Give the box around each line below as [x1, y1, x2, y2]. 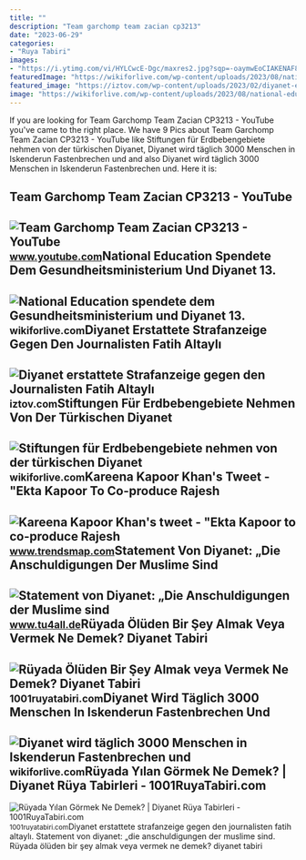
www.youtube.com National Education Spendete [9, 248, 271, 264]
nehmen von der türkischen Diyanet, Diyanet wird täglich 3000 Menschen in [9, 143, 296, 155]
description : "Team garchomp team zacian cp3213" [9, 22, 202, 31]
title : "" [9, 13, 47, 23]
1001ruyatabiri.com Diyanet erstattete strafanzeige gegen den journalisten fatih [9, 821, 291, 833]
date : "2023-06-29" [9, 30, 84, 39]
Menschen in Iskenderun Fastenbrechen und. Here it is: [9, 163, 218, 174]
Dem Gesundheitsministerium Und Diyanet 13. [9, 263, 277, 278]
